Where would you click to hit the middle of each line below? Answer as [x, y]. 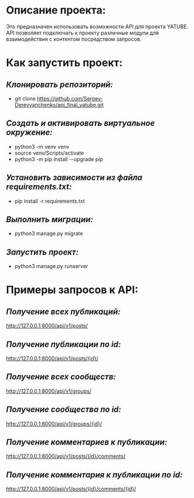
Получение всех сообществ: [61, 377]
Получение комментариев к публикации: [87, 442]
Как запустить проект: [64, 63]
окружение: [29, 133]
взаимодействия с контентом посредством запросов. [74, 39]
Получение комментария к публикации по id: [94, 475]
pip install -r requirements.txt [50, 201]
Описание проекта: [56, 10]
